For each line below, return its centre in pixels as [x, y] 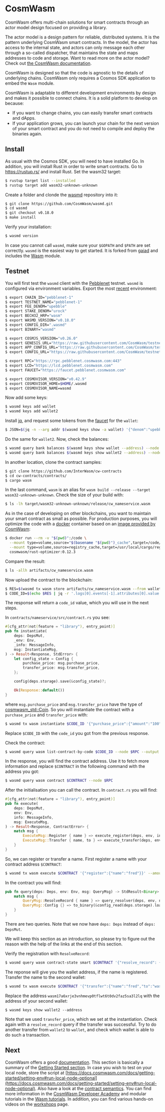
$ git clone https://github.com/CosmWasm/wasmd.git [59, 204]
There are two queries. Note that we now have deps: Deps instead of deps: [80, 924]
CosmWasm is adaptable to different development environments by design [81, 93]
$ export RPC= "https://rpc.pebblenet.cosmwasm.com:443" [63, 361]
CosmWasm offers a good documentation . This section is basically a [74, 1062]
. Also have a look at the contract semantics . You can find [93, 1088]
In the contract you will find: [33, 882]
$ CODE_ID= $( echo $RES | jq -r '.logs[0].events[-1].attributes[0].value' [83, 593]
